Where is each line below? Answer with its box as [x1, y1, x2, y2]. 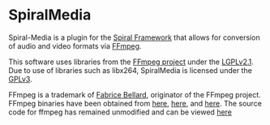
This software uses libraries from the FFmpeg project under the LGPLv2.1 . [8, 57, 254, 67]
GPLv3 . [8, 74, 32, 84]
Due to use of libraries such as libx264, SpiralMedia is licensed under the [8, 65, 253, 75]
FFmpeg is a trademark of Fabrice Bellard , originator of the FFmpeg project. [8, 89, 261, 99]
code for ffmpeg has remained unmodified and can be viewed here [8, 107, 233, 117]
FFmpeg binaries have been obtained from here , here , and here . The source [8, 98, 262, 108]
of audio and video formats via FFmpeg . [8, 41, 142, 50]
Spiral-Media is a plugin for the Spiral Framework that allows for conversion [8, 32, 261, 42]
